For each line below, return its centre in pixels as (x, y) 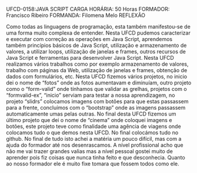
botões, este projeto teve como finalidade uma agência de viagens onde (94, 126)
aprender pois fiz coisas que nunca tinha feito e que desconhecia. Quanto (96, 157)
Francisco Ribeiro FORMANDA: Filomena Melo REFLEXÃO (76, 15)
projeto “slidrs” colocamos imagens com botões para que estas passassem (98, 101)
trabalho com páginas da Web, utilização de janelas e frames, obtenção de (97, 70)
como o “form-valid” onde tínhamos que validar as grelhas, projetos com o (96, 89)
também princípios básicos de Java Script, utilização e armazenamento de (96, 45)
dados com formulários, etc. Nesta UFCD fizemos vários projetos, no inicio (97, 77)
